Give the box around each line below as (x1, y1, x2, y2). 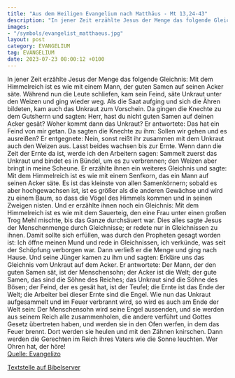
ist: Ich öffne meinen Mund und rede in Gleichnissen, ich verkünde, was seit (7, 238, 226, 247)
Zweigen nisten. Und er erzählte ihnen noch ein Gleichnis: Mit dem (7, 201, 199, 210)
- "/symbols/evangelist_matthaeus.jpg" (7, 29, 124, 37)
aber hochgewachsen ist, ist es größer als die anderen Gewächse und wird (7, 186, 223, 194)
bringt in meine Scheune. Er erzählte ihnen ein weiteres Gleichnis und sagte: (7, 163, 227, 172)
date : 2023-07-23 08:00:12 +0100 (7, 56, 105, 63)
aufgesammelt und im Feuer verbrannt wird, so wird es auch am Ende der (7, 298, 219, 306)
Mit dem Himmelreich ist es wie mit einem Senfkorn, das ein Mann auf (7, 171, 209, 180)
